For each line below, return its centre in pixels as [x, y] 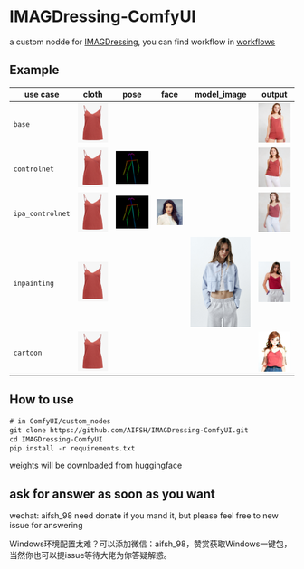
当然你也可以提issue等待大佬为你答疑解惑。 [90, 555]
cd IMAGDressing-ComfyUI [56, 440]
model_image [220, 95]
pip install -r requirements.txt [72, 449]
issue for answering [46, 525]
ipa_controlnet [42, 214]
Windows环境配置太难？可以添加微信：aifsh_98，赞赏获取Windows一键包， [151, 544]
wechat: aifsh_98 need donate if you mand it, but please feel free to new [144, 515]
